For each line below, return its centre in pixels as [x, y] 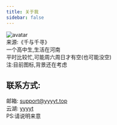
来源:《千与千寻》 [28, 42]
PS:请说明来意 [23, 116]
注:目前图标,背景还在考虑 [37, 65]
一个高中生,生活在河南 [34, 50]
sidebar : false [25, 18]
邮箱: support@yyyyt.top [37, 101]
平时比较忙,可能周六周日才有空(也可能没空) [59, 57]
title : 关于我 [22, 12]
